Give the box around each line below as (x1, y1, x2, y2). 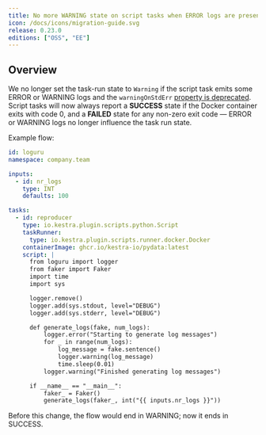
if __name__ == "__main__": (28, 382, 123, 390)
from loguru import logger (28, 258, 119, 266)
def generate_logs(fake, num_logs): (28, 323, 150, 331)
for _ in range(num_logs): (43, 338, 133, 346)
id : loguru (8, 148, 44, 157)
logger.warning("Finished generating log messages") (43, 368, 222, 376)
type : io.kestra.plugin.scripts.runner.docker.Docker (28, 235, 211, 244)
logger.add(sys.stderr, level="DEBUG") (28, 309, 161, 317)
